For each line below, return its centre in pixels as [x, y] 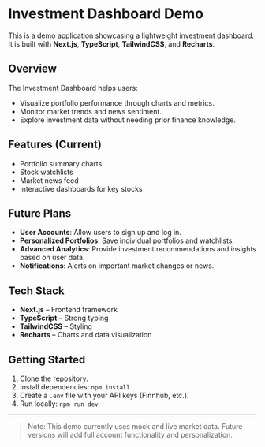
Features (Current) [55, 145]
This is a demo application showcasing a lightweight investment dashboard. [131, 35]
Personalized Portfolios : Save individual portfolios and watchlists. [127, 240]
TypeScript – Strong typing [64, 318]
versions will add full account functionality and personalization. [130, 435]
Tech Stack [36, 291]
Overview [33, 69]
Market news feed [49, 180]
